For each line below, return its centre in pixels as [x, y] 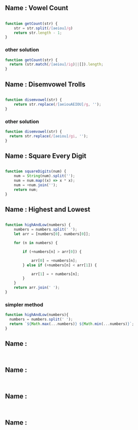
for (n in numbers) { [36, 243]
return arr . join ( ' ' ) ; [37, 288]
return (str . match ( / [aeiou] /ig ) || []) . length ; [57, 65]
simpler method [24, 304]
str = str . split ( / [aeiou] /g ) [43, 28]
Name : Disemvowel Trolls [45, 84]
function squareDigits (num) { [36, 171]
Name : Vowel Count [37, 8]
